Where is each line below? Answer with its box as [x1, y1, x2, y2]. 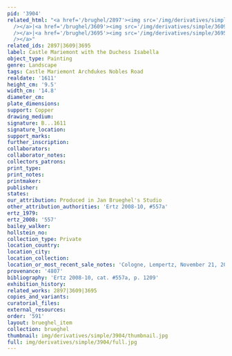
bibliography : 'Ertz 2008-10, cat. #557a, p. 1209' [7, 274, 159, 281]
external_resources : [7, 306, 67, 314]
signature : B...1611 [7, 119, 67, 127]
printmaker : [7, 177, 41, 184]
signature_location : [7, 126, 67, 133]
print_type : [7, 164, 41, 172]
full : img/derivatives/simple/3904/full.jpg [7, 339, 137, 346]
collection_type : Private [7, 235, 81, 242]
